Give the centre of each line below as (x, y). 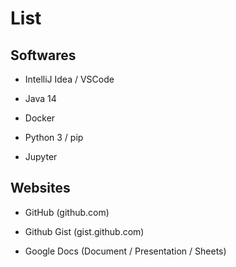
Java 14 (40, 98)
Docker (40, 118)
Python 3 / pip (54, 137)
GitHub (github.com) (67, 212)
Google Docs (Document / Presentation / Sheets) (125, 251)
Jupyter (41, 156)
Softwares (43, 55)
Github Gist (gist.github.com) (84, 231)
